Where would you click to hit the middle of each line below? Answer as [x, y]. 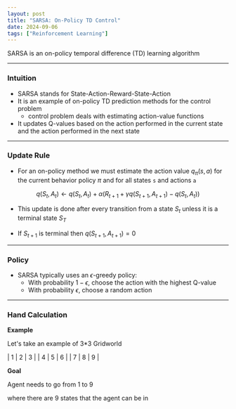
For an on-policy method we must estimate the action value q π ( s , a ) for [120, 171]
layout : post [26, 14]
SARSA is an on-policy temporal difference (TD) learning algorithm [104, 53]
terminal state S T [42, 219]
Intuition [22, 78]
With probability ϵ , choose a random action [90, 290]
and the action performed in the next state [79, 131]
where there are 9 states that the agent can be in [78, 398]
